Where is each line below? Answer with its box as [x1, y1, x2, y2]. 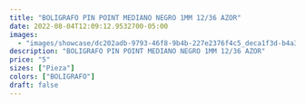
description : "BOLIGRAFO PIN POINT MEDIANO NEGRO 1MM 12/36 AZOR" [9, 47, 266, 56]
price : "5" [9, 55, 51, 64]
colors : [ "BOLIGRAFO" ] [9, 72, 95, 81]
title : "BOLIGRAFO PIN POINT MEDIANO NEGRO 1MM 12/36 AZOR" [9, 13, 242, 23]
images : [9, 30, 39, 39]
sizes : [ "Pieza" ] [9, 64, 75, 73]
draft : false [9, 80, 59, 90]
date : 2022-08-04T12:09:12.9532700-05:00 [9, 22, 169, 31]
